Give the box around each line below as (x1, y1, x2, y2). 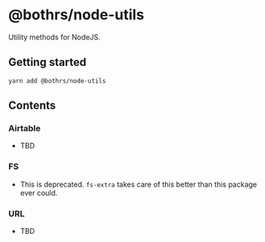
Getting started (8, 55, 87, 69)
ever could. (19, 187, 58, 198)
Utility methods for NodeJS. (8, 32, 101, 42)
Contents (8, 99, 56, 113)
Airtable (8, 123, 41, 134)
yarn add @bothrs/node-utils (8, 76, 106, 85)
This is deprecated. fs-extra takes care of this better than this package (19, 179, 258, 189)
